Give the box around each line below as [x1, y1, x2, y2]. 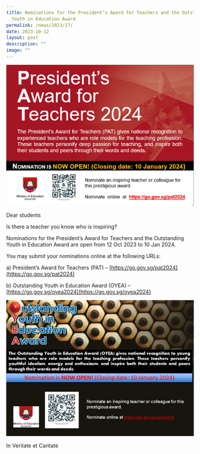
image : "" [6, 48, 31, 54]
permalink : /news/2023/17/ [6, 22, 73, 28]
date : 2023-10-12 [6, 29, 49, 35]
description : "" [6, 41, 46, 47]
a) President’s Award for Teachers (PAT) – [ [6, 264, 112, 271]
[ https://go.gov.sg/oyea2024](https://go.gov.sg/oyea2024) [6, 288, 151, 295]
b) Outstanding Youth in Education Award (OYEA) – [6, 282, 131, 289]
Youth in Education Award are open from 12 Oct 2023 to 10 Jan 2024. [6, 241, 176, 248]
